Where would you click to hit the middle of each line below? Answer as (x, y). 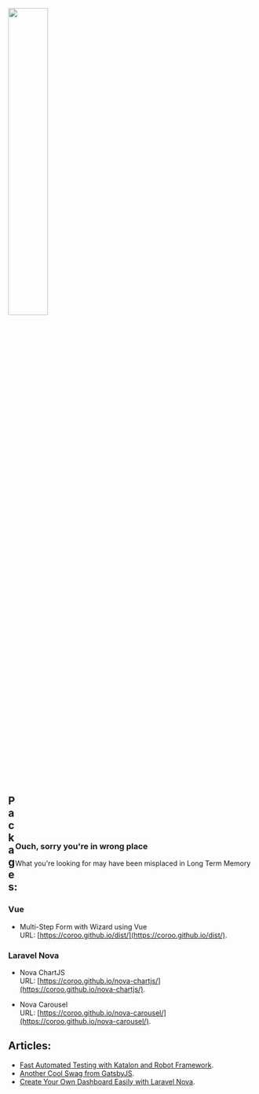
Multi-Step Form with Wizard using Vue (83, 926)
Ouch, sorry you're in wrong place (82, 846)
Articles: (30, 1046)
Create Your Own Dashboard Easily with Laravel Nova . (107, 1081)
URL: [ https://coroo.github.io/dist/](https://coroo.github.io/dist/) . (123, 935)
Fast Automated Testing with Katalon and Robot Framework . (117, 1065)
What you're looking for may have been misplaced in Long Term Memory (133, 863)
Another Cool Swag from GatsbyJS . (77, 1073)
